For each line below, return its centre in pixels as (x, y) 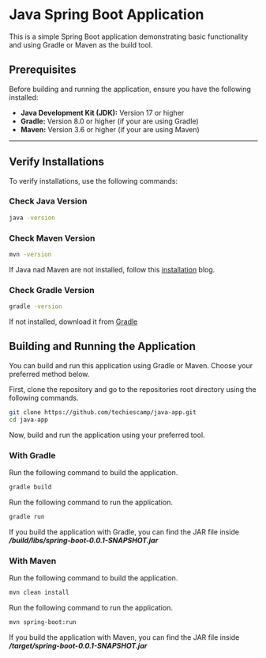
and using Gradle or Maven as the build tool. (81, 44)
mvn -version (30, 255)
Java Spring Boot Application (107, 15)
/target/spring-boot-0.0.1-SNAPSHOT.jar (78, 645)
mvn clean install (39, 592)
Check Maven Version (52, 238)
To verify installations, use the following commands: (94, 181)
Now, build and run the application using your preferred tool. (107, 435)
